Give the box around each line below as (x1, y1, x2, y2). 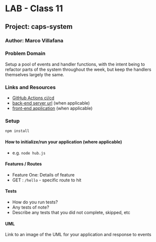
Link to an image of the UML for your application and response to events (5, 232, 152, 238)
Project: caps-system (5, 22, 73, 31)
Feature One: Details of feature (12, 172, 75, 177)
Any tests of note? (12, 204, 50, 210)
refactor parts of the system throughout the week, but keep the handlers (5, 66, 152, 72)
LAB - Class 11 (5, 3, 63, 14)
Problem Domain (5, 50, 46, 57)
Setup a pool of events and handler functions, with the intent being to (5, 61, 145, 67)
